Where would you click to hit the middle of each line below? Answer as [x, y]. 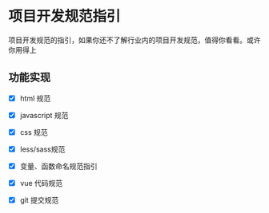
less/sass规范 [42, 149]
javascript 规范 [44, 115]
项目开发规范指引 [65, 16]
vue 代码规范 [41, 183]
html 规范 [35, 98]
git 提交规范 [39, 200]
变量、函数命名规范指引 [58, 166]
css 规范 [34, 132]
